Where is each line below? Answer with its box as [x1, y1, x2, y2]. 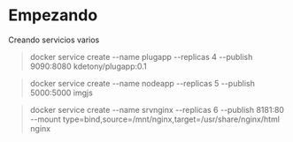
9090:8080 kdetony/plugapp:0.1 [29, 61, 147, 71]
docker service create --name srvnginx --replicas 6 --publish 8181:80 [29, 104, 285, 115]
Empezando [8, 5, 98, 26]
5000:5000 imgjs [29, 87, 94, 98]
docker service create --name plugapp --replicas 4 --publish [29, 51, 253, 62]
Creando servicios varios [8, 34, 100, 45]
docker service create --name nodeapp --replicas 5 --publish [29, 78, 256, 88]
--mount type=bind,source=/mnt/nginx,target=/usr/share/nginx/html [29, 114, 281, 124]
